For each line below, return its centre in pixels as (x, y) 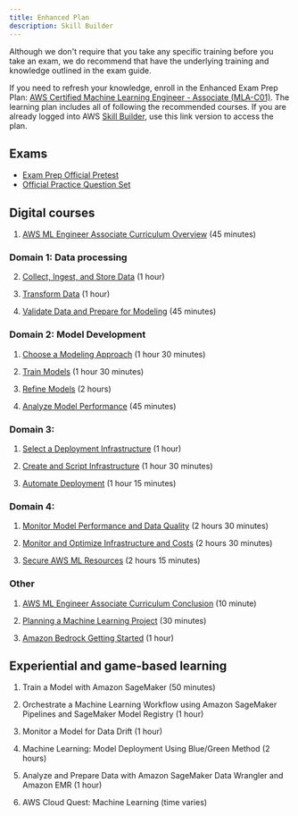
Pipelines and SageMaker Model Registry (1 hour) (113, 714)
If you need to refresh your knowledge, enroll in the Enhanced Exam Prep (144, 88)
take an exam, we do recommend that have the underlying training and (139, 61)
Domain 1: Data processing (68, 257)
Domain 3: (32, 429)
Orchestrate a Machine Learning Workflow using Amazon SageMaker (149, 705)
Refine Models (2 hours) (66, 389)
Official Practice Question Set (76, 185)
